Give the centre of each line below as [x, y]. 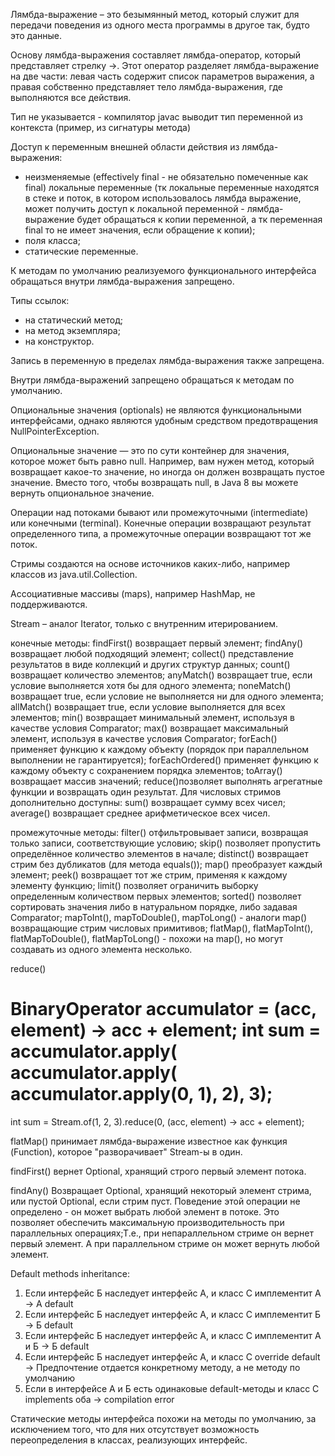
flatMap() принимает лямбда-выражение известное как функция [149, 1141]
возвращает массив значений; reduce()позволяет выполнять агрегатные [166, 781]
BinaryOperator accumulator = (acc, [163, 1009]
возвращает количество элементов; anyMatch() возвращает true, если [161, 675]
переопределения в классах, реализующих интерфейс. [129, 1440]
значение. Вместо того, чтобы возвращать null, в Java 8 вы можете [154, 482]
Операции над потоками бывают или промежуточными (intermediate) [159, 512]
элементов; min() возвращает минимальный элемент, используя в [152, 717]
